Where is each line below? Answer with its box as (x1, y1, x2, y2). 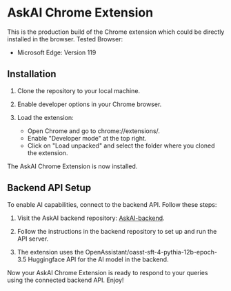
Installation (7, 68, 57, 80)
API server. (17, 234, 49, 243)
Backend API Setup (7, 182, 92, 194)
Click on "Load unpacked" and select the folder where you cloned (27, 141, 215, 150)
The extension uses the (17, 248, 84, 256)
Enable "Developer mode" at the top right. (27, 134, 147, 142)
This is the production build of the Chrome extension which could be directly (7, 28, 225, 36)
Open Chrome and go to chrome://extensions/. (27, 126, 161, 135)
